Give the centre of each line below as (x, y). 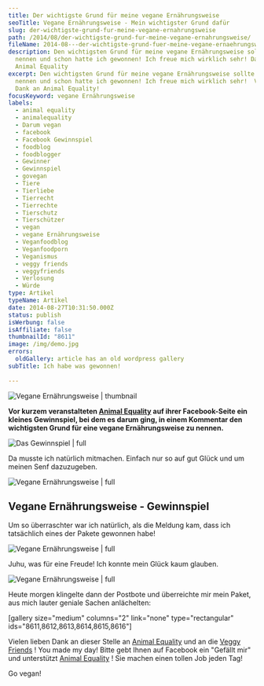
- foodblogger (38, 154)
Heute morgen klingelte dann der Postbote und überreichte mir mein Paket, (130, 595)
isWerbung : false (37, 322)
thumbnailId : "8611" (42, 337)
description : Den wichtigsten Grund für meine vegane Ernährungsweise (126, 52)
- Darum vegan (38, 125)
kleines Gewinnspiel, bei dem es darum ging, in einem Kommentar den (125, 419)
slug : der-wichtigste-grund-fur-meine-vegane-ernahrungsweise (112, 30)
